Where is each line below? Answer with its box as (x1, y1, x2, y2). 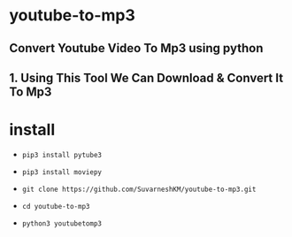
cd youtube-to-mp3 (21, 202, 90, 210)
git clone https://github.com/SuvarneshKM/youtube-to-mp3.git (21, 185, 257, 194)
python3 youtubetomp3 (21, 218, 102, 228)
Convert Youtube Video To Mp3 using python (9, 41, 264, 56)
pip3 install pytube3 (21, 150, 102, 159)
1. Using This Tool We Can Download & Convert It (9, 70, 284, 85)
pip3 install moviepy (21, 167, 102, 177)
